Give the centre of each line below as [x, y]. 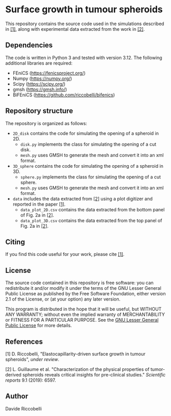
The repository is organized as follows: [46, 123]
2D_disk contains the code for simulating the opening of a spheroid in [86, 133]
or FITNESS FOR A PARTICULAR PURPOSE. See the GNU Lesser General [82, 320]
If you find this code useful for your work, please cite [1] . [65, 254]
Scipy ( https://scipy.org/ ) [39, 84]
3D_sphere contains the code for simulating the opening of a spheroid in [88, 166]
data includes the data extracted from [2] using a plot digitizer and [82, 199]
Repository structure [39, 111]
